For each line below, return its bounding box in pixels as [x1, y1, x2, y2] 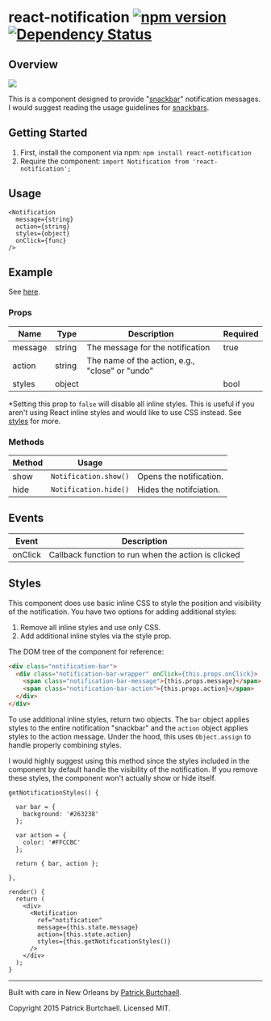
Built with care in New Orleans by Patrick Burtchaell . [8, 987, 181, 997]
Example [8, 265, 53, 279]
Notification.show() [51, 472, 130, 481]
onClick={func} [15, 236, 67, 244]
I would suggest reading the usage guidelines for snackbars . [8, 103, 210, 112]
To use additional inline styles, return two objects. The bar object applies [8, 714, 250, 724]
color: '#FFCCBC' [23, 838, 81, 846]
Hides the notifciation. [136, 484, 220, 495]
